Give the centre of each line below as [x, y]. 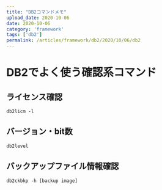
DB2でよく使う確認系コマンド [82, 72]
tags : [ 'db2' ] [24, 35]
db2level [17, 146]
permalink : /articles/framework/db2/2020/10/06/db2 [73, 40]
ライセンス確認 [35, 97]
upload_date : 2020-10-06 [38, 18]
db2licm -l [20, 111]
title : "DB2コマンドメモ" [37, 12]
